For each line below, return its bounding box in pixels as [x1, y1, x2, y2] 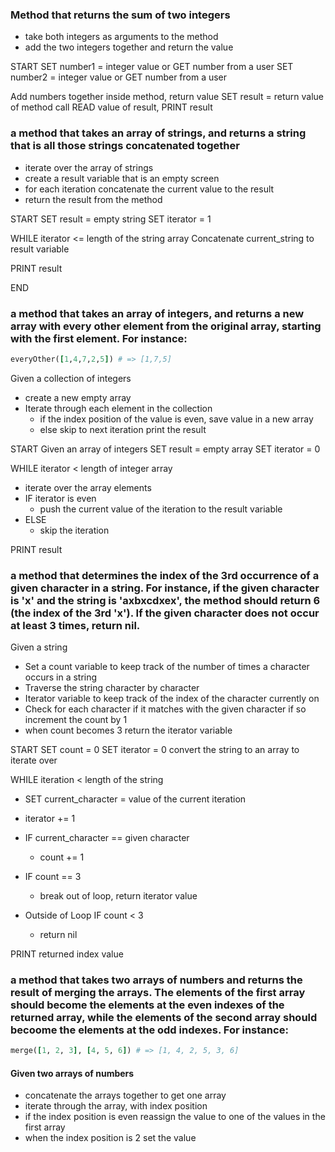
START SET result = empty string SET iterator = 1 [10, 213, 212, 225]
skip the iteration [39, 524, 110, 536]
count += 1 [39, 851, 85, 863]
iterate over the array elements [24, 481, 152, 493]
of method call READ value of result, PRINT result [10, 101, 213, 113]
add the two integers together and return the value [24, 41, 234, 53]
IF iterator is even [24, 492, 97, 504]
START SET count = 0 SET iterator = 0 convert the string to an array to [10, 744, 300, 756]
